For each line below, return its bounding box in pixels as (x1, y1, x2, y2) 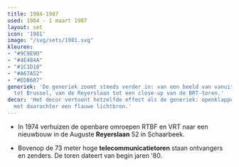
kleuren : (7, 43, 33, 50)
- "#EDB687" (7, 76, 43, 84)
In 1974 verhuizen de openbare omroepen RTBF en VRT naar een (17, 122, 208, 131)
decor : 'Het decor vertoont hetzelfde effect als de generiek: (7, 97, 199, 104)
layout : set (7, 23, 43, 31)
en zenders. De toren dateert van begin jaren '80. (17, 151, 162, 160)
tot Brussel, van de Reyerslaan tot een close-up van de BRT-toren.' (14, 90, 224, 97)
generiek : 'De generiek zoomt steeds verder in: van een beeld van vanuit (7, 83, 234, 90)
